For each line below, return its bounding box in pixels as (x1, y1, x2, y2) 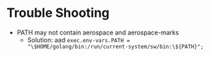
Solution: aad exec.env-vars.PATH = (27, 35, 131, 44)
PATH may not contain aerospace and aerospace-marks (16, 28, 180, 37)
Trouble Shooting (6, 5, 110, 21)
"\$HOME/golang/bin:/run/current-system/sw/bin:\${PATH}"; (27, 43, 204, 50)
